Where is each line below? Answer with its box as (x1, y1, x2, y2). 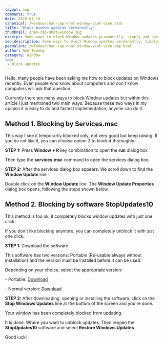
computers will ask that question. (5, 86, 72, 92)
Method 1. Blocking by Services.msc (5, 119, 118, 128)
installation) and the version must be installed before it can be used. (5, 257, 142, 263)
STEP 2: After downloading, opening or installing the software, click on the (5, 295, 155, 301)
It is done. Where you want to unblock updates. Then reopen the (5, 319, 135, 325)
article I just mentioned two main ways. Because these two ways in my (5, 100, 147, 106)
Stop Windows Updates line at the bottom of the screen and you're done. (5, 300, 154, 306)
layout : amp (5, 7, 29, 12)
